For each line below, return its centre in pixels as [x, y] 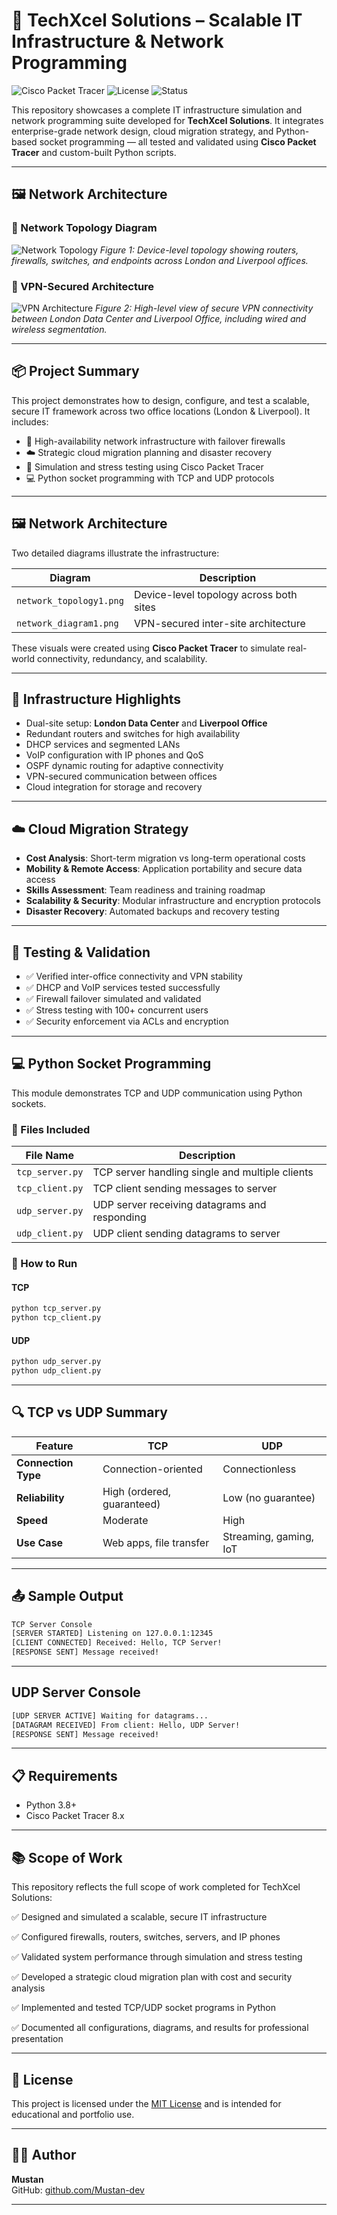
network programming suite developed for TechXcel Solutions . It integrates [167, 120]
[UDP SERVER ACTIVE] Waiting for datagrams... [110, 1715]
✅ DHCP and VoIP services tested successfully [123, 987]
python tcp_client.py [56, 1318]
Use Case [40, 1542]
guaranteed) [131, 1504]
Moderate [125, 1520]
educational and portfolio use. [73, 2114]
